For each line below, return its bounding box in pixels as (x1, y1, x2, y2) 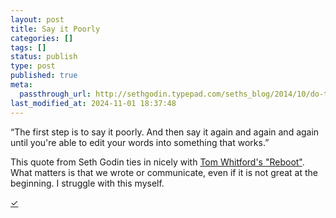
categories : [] (10, 33, 74, 43)
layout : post (10, 14, 65, 25)
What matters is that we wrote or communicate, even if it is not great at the (10, 166, 318, 178)
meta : (10, 80, 33, 90)
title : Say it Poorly (10, 24, 101, 34)
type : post (10, 61, 56, 71)
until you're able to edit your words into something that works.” (10, 136, 270, 148)
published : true (10, 71, 78, 81)
